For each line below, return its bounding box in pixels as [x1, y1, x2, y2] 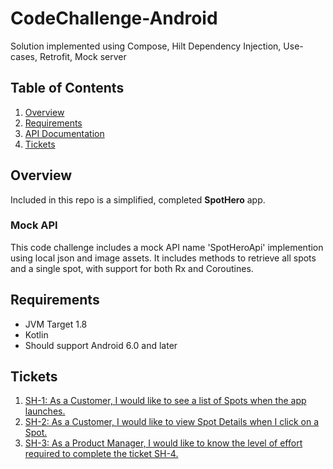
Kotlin [24, 328, 49, 341]
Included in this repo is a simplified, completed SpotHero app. [10, 193, 266, 206]
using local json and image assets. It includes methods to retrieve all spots [10, 252, 317, 264]
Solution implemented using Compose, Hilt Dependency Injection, [10, 40, 282, 52]
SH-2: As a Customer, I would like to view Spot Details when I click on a [24, 416, 320, 428]
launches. [24, 405, 66, 417]
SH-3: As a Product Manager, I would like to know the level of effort [24, 437, 303, 449]
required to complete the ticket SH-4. [24, 448, 179, 460]
